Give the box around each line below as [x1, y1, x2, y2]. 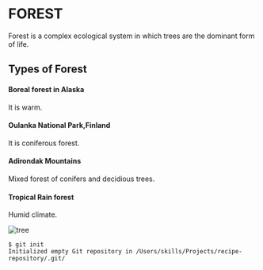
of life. [8, 39, 29, 48]
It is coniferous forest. [8, 138, 80, 148]
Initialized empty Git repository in [8, 248, 133, 256]
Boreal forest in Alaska [8, 84, 85, 94]
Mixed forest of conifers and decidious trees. [8, 174, 155, 183]
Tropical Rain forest [8, 192, 74, 202]
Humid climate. [8, 210, 58, 219]
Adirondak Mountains [8, 156, 82, 166]
